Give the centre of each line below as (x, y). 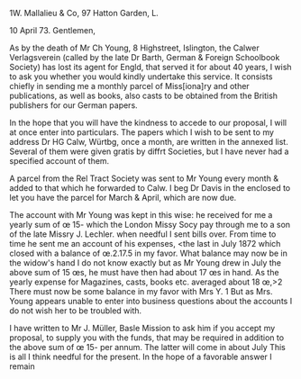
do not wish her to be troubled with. (76, 311)
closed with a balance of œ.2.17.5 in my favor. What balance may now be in (149, 253)
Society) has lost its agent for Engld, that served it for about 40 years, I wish (150, 67)
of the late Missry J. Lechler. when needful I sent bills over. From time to (143, 234)
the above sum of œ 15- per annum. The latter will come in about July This (147, 347)
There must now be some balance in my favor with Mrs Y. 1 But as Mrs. (141, 291)
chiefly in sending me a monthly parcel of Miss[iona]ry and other (129, 86)
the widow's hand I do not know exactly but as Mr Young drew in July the (146, 263)
